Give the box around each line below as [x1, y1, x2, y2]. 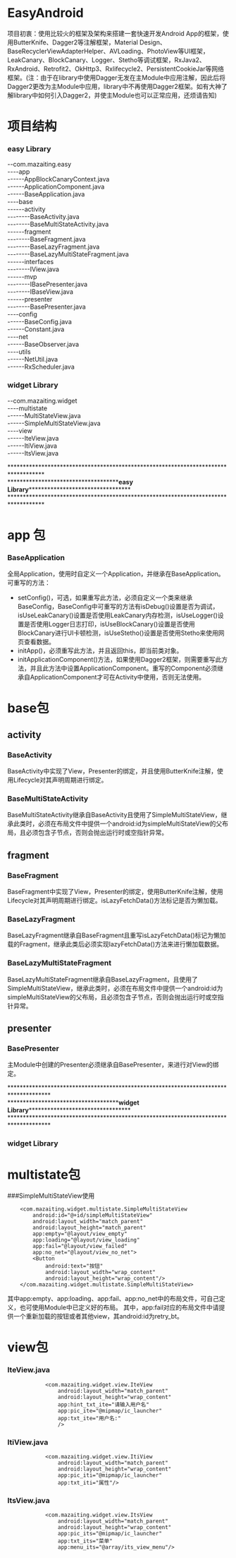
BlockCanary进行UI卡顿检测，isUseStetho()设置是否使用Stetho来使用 [17, 629, 218, 637]
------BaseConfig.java [7, 318, 73, 326]
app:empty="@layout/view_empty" [32, 1230, 128, 1237]
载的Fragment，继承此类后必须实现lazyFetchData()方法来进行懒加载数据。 [7, 940, 223, 949]
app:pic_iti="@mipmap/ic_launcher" [57, 1471, 162, 1479]
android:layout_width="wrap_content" [44, 1269, 156, 1276]
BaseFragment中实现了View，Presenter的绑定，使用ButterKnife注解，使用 [7, 888, 223, 896]
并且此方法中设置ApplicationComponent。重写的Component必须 [30, 664, 218, 672]
